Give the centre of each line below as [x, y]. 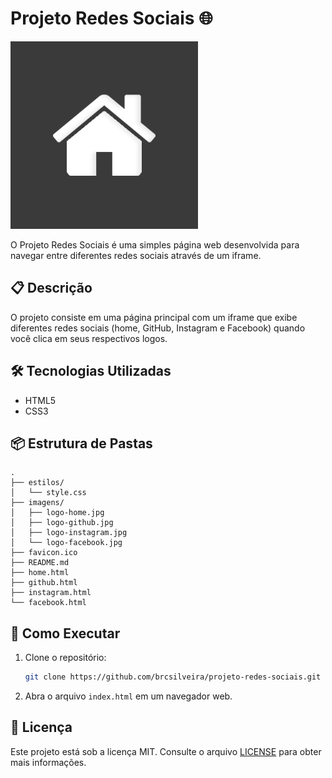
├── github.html [44, 583]
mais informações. [48, 762]
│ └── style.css [48, 493]
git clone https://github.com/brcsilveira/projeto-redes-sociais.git [173, 677]
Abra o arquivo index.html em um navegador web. [128, 696]
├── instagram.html [51, 593]
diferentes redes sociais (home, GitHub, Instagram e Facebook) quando [158, 328]
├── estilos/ [37, 483]
